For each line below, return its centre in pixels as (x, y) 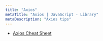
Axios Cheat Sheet (32, 33)
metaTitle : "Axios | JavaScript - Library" (52, 14)
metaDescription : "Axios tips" (38, 19)
